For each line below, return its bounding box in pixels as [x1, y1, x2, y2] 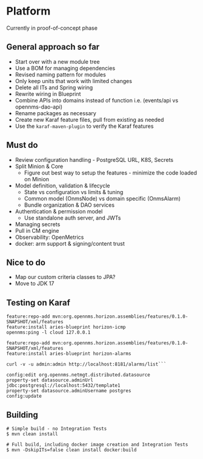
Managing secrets [15, 220, 61, 228]
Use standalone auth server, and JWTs [24, 214, 121, 221]
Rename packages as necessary [15, 109, 97, 116]
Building [6, 409, 38, 420]
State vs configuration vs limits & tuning [24, 188, 124, 195]
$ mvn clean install [6, 431, 59, 437]
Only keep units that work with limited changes [15, 77, 132, 84]
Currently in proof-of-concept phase [6, 24, 98, 32]
